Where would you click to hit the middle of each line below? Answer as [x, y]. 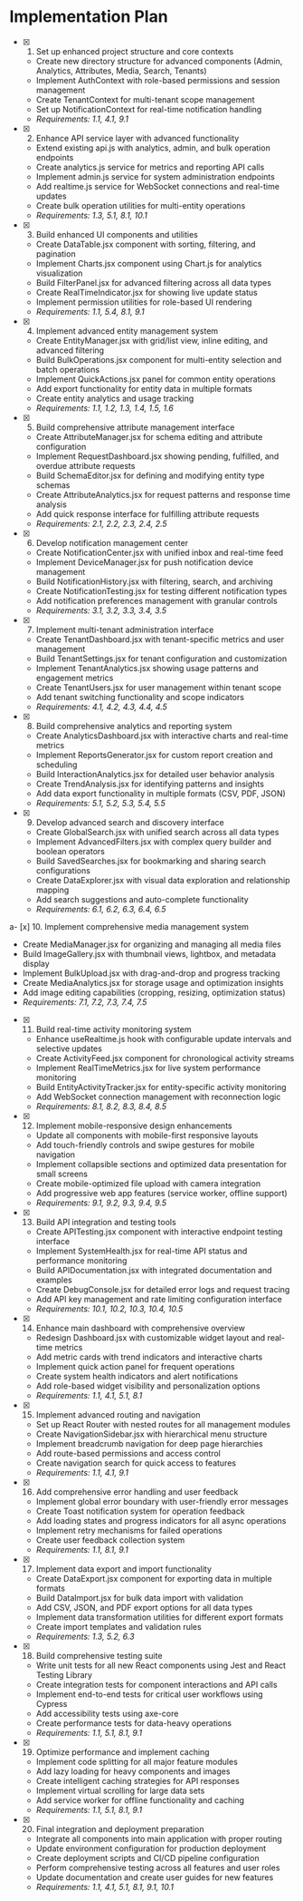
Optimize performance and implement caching [123, 1751]
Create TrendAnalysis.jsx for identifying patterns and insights [150, 784]
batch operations [68, 369]
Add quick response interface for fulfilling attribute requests [147, 513]
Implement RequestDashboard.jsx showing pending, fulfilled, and [157, 456]
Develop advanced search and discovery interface [130, 822]
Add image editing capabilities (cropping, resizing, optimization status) [154, 992]
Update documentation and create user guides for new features [155, 1877]
